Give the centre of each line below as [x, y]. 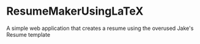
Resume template [28, 34]
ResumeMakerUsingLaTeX [75, 11]
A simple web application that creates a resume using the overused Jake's [100, 28]
